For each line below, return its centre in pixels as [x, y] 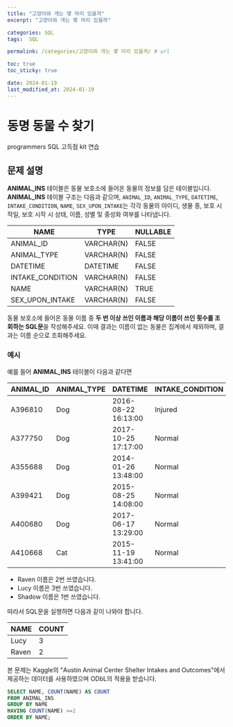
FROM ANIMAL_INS [31, 698]
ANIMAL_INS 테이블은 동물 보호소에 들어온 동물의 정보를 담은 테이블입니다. [109, 189]
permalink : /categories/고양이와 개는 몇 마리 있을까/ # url [88, 52]
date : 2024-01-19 [32, 83]
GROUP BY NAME [28, 705]
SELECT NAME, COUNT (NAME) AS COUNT [59, 692]
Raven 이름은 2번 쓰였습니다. [57, 579]
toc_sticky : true [32, 71]
